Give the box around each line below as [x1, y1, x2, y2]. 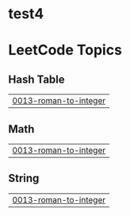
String [8, 172, 40, 185]
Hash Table [8, 72, 65, 86]
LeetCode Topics [8, 41, 123, 60]
